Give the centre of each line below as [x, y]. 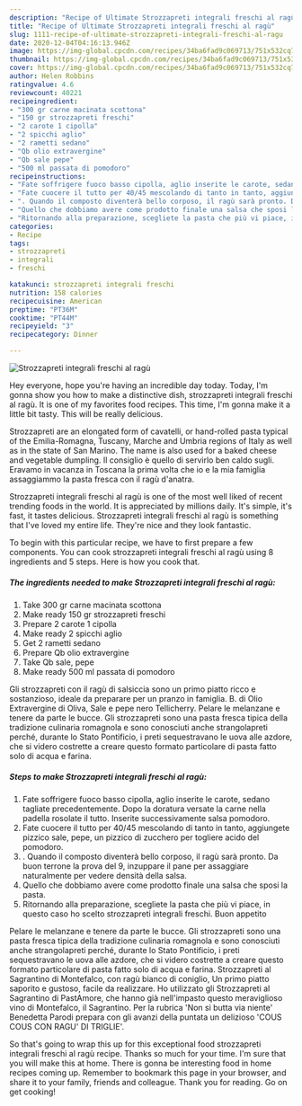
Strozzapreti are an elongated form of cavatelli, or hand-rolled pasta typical [149, 431]
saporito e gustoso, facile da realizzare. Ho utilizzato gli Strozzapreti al [140, 988]
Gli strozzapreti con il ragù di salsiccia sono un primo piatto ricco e [133, 689]
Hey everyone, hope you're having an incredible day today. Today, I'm [138, 385]
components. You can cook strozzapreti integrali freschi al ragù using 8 [142, 552]
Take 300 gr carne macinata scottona [92, 605]
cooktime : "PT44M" [44, 318]
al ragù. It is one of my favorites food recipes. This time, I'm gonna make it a [150, 404]
